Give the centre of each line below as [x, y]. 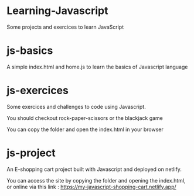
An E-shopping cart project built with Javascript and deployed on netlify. [94, 169]
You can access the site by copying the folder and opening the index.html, [96, 180]
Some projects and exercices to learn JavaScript [65, 27]
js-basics [30, 51]
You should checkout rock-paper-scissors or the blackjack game [85, 118]
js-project [31, 153]
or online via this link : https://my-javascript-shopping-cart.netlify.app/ [91, 187]
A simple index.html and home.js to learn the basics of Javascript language [97, 67]
